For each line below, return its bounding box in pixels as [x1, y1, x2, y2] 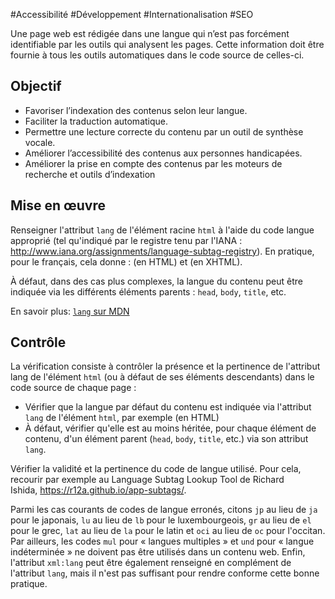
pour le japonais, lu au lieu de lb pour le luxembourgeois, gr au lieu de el [10, 514, 312, 526]
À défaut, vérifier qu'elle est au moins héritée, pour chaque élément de [24, 422, 317, 434]
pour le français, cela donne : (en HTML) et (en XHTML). [10, 255, 243, 268]
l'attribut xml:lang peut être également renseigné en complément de [10, 557, 292, 569]
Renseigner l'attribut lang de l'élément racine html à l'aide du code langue [10, 224, 315, 236]
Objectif [10, 78, 62, 95]
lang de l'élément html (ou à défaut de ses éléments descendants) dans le [10, 371, 315, 383]
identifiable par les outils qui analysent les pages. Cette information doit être [10, 39, 325, 50]
